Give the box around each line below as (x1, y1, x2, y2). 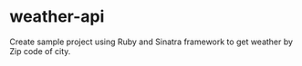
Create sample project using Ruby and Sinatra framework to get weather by (9, 36, 294, 47)
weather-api (9, 6, 105, 27)
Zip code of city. (9, 45, 71, 56)
